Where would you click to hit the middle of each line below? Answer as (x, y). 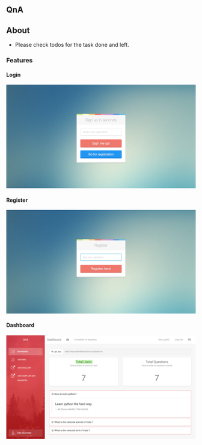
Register (17, 200)
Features (20, 61)
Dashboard (20, 325)
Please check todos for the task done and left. (72, 45)
